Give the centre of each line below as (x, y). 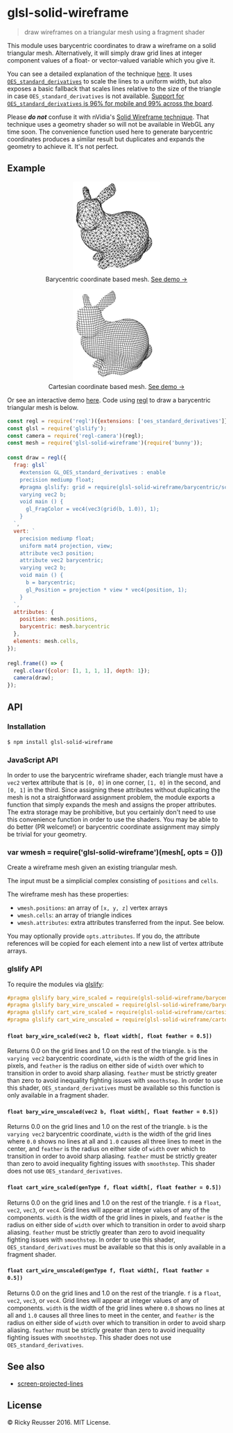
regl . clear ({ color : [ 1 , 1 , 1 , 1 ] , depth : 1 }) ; (82, 671)
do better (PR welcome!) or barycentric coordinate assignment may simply (113, 827)
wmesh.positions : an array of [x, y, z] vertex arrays (92, 908)
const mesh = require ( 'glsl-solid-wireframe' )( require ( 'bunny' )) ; (105, 443)
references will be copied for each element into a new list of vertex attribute (115, 944)
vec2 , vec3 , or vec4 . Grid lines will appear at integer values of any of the (109, 1210)
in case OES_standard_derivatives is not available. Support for (96, 96)
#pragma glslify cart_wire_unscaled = (63, 1020)
